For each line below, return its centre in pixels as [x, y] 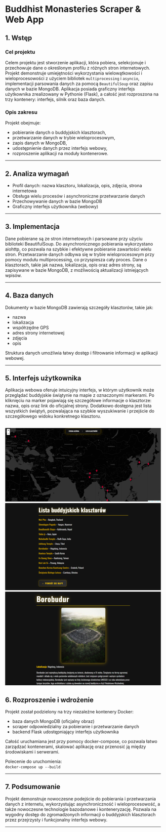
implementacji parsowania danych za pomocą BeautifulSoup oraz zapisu [79, 83]
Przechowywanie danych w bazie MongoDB [57, 201]
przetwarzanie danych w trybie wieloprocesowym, [63, 138]
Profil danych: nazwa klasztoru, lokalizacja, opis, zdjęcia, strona [77, 185]
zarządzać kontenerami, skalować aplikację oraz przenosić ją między [76, 747]
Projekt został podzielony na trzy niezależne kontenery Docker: [69, 712]
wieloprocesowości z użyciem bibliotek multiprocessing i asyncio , [72, 78]
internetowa [24, 191]
